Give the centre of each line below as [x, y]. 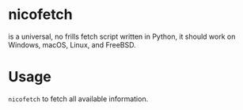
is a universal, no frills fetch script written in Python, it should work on [122, 36]
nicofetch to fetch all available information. [78, 99]
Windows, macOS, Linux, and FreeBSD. [72, 44]
